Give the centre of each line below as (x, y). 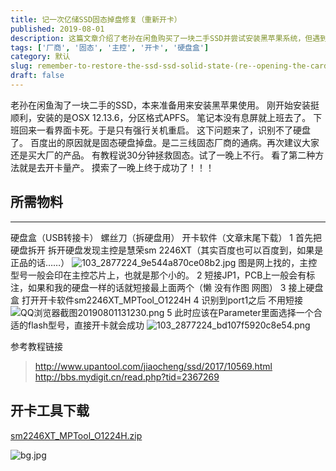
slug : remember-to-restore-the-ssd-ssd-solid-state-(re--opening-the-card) (171, 66)
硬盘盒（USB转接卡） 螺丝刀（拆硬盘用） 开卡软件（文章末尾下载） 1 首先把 (166, 237)
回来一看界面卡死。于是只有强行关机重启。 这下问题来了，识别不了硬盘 (164, 130)
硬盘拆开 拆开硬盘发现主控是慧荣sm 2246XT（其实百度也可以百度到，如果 (162, 250)
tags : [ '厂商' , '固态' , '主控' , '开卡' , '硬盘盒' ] (110, 47)
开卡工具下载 (50, 411)
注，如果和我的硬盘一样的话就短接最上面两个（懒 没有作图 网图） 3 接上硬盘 (167, 287)
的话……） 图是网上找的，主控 (172, 262)
